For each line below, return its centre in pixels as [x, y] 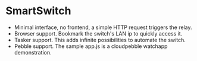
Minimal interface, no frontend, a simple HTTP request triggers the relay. [103, 27]
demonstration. [33, 52]
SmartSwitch [38, 11]
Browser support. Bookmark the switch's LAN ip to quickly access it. [98, 33]
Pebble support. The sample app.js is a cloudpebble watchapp [91, 46]
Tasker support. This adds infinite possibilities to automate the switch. [100, 40]
